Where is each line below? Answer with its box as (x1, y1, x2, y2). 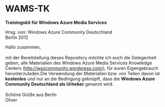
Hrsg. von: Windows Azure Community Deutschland (5, 29, 112, 35)
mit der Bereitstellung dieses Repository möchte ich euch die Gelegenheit (5, 54, 156, 60)
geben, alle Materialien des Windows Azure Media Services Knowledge (5, 60, 152, 66)
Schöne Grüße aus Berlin (5, 92, 57, 98)
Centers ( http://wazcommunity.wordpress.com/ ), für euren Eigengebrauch (5, 65, 158, 71)
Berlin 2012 (5, 34, 28, 40)
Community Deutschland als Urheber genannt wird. (5, 81, 114, 87)
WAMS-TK (5, 3, 50, 14)
